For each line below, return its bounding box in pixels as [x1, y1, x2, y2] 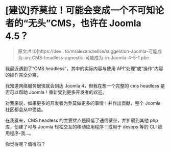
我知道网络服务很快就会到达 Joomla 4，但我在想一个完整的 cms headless [5, 82, 160, 89]
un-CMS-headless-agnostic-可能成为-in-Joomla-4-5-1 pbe [25, 54, 150, 60]
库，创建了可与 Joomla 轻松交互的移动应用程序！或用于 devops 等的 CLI [5, 123, 157, 129]
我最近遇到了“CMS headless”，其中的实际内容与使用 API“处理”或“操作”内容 [5, 65, 163, 72]
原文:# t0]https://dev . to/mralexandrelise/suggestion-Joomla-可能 [17, 48, 157, 54]
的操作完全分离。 [5, 72, 41, 78]
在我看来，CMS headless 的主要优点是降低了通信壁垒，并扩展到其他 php [5, 117, 158, 123]
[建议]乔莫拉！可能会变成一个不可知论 [5, 5, 164, 16]
